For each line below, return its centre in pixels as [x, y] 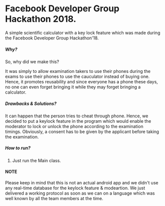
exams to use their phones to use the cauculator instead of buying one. [77, 76]
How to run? [18, 148]
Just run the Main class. [36, 160]
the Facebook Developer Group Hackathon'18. [52, 38]
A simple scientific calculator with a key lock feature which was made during [83, 33]
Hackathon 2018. [41, 19]
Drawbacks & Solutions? [31, 103]
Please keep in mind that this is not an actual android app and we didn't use [82, 183]
